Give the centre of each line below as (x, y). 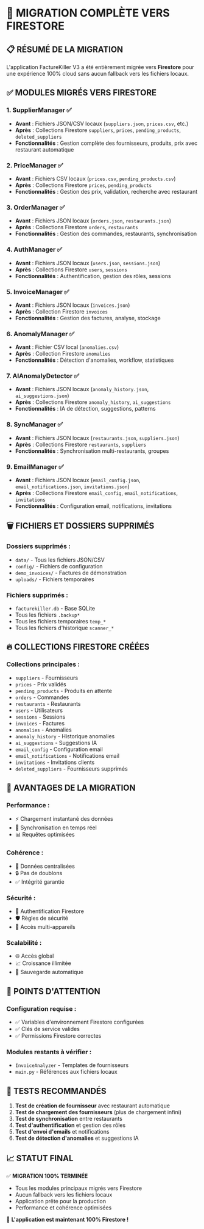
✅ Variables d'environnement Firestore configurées (79, 1022)
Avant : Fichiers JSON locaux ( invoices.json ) (72, 305)
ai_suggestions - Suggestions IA (56, 743)
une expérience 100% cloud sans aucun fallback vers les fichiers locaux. (98, 74)
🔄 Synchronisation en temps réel (56, 827)
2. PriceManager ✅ (35, 165)
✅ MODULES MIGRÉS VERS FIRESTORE (82, 93)
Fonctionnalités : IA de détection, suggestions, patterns (86, 409)
